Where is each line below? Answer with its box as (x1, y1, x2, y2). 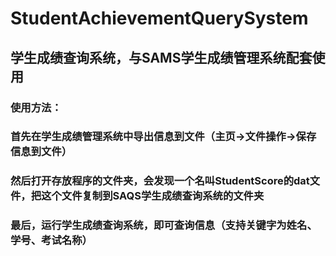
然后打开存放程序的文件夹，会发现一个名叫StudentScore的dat (10, 174, 310, 188)
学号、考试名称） (10, 233, 93, 247)
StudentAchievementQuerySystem (10, 7, 309, 30)
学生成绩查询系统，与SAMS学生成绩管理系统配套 (10, 49, 313, 66)
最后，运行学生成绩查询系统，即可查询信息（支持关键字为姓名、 (10, 218, 318, 232)
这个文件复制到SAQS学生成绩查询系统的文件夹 (41, 189, 265, 203)
